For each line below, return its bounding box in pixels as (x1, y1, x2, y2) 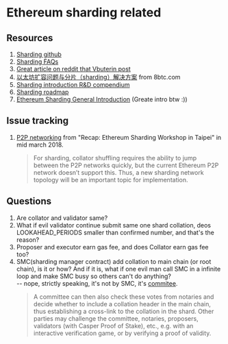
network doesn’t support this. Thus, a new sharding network (33, 168, 204, 176)
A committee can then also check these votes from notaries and (33, 293, 214, 301)
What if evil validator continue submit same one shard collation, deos (16, 221, 212, 229)
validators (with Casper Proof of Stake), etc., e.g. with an (33, 321, 194, 330)
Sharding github (16, 50, 62, 58)
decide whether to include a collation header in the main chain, (33, 299, 212, 308)
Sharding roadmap (16, 88, 69, 96)
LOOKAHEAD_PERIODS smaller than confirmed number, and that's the (16, 228, 215, 236)
